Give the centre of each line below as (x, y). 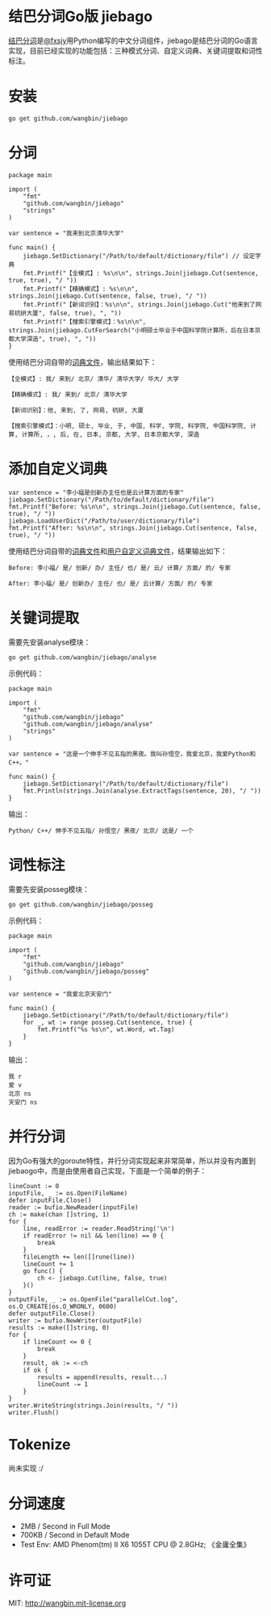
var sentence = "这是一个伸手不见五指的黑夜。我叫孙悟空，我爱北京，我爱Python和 (132, 754)
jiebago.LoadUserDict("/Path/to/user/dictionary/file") (104, 521)
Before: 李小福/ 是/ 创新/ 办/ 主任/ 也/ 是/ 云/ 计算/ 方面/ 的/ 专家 (120, 568)
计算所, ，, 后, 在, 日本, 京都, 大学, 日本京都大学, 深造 (110, 434)
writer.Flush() (34, 1412)
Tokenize (40, 1444)
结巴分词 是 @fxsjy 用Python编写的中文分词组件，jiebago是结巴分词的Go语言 (133, 40)
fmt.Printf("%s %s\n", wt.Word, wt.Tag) (106, 1029)
